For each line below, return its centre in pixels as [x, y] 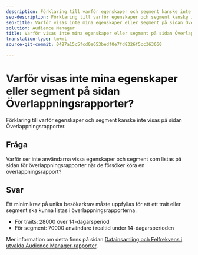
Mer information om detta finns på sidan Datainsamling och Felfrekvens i [94, 240]
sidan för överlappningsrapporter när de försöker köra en [75, 165]
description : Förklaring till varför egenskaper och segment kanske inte [99, 11]
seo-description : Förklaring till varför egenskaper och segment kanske [97, 17]
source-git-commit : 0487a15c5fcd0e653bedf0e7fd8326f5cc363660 [84, 45]
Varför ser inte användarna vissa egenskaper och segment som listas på [94, 159]
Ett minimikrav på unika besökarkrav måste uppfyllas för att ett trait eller [93, 204]
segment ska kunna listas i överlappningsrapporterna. [71, 210]
